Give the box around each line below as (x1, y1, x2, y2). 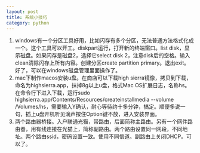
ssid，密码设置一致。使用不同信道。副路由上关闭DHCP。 (46, 133, 187, 140)
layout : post (6, 8, 39, 15)
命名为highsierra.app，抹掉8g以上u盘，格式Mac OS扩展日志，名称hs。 (14, 82, 190, 89)
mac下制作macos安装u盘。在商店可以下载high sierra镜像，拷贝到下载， (14, 74, 192, 81)
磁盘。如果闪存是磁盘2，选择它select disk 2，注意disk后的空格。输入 (20, 52, 190, 59)
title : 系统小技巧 (6, 14, 48, 20)
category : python (6, 20, 50, 26)
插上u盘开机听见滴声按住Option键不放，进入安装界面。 (25, 111, 160, 118)
